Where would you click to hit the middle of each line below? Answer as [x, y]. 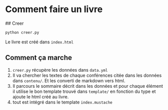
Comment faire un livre [54, 9]
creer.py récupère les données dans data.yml [60, 70]
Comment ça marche [39, 58]
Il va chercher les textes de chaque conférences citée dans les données [87, 75]
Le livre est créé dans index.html [39, 42]
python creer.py [22, 32]
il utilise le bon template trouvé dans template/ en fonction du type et [84, 91]
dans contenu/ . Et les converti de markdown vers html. [69, 80]
